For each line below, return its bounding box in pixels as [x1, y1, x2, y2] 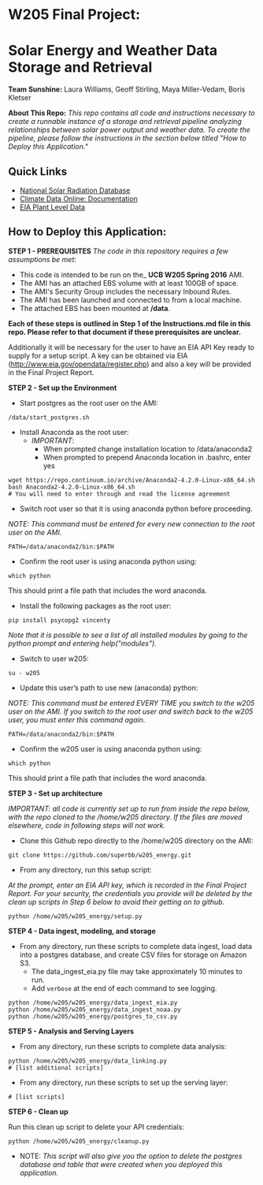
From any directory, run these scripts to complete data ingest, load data [19, 941, 253, 951]
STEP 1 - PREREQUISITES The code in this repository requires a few [8, 246, 229, 256]
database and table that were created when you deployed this [19, 1159, 223, 1169]
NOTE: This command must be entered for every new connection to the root [8, 519, 255, 528]
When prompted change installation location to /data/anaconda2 [43, 444, 253, 453]
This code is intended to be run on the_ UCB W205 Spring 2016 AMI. [19, 270, 244, 279]
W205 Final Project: [8, 6, 140, 24]
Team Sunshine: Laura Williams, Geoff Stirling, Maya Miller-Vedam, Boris [8, 84, 246, 94]
